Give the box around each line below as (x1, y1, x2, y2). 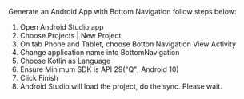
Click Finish (19, 73, 58, 82)
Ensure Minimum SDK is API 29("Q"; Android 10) (19, 65, 179, 74)
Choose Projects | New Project (19, 31, 122, 40)
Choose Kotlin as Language (19, 56, 111, 65)
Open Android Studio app (19, 22, 104, 31)
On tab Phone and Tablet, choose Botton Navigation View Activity (19, 39, 237, 49)
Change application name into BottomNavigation (19, 48, 180, 57)
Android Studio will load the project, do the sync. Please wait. (19, 81, 222, 91)
